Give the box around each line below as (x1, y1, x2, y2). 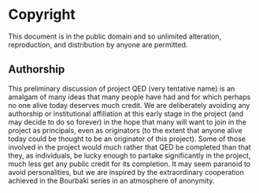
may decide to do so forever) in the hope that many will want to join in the (8, 117, 246, 127)
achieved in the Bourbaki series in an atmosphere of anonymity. (8, 176, 215, 185)
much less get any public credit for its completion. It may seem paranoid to (8, 159, 250, 169)
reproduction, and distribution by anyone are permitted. (8, 39, 188, 49)
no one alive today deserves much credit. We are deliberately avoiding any (8, 100, 250, 109)
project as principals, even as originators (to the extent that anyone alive (8, 125, 242, 135)
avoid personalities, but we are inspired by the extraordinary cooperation (8, 167, 244, 176)
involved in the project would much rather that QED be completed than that (8, 142, 251, 151)
